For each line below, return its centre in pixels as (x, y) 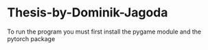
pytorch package (31, 38)
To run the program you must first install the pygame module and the (104, 32)
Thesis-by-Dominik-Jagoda (88, 13)
